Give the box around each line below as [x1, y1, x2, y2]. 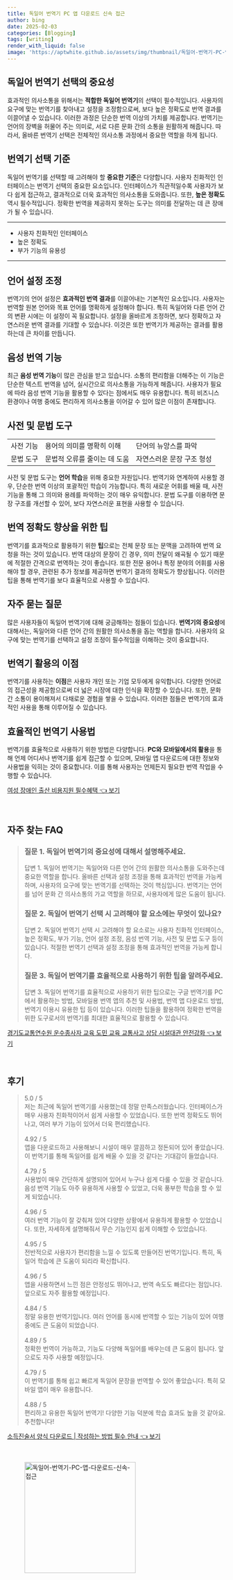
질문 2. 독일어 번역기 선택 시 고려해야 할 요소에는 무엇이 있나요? [24, 909, 222, 918]
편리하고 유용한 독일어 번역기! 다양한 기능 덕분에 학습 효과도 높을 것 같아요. [24, 1409, 226, 1417]
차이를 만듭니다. [33, 329, 76, 337]
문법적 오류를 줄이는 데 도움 [44, 454, 130, 464]
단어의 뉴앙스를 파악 [136, 441, 198, 451]
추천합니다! [24, 1418, 55, 1426]
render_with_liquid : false [7, 42, 85, 49]
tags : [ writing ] [7, 36, 54, 43]
